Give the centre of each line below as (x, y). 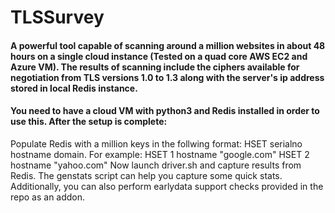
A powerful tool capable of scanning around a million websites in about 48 (168, 45)
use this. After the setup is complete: (89, 122)
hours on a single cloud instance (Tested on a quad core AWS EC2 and (159, 56)
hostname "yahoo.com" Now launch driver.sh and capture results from (156, 165)
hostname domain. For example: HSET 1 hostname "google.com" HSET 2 (160, 154)
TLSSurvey (57, 17)
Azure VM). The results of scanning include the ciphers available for (155, 67)
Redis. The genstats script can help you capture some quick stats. (146, 175)
